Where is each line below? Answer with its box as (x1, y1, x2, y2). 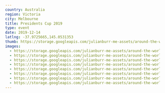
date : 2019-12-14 (5, 30, 41, 35)
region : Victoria (5, 12, 41, 17)
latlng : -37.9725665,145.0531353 (5, 35, 74, 40)
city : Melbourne (5, 16, 38, 21)
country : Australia (5, 7, 45, 12)
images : (5, 44, 21, 49)
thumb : (5, 39, 19, 44)
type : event (5, 26, 29, 31)
